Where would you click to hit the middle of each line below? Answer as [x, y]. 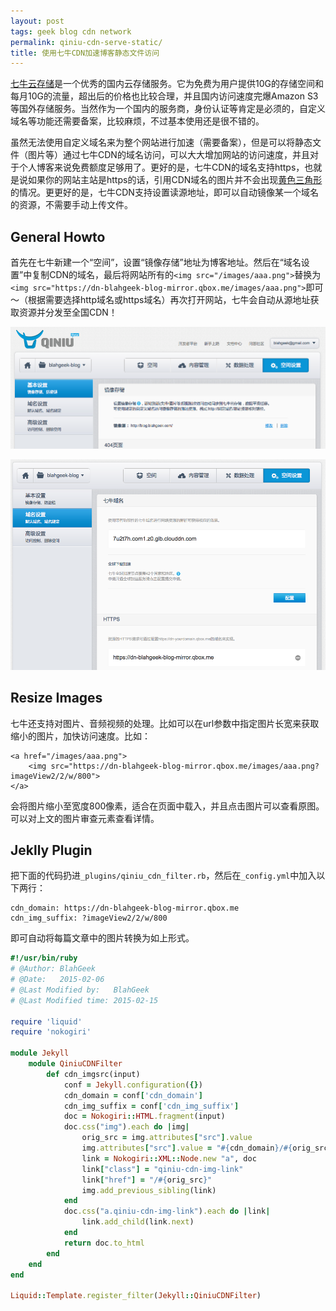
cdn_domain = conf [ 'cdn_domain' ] [133, 1095]
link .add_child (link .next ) [138, 1222]
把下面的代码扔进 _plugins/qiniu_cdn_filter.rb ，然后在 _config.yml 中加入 [163, 876]
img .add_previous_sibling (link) [149, 1190]
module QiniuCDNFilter [75, 1064]
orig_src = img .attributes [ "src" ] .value [167, 1138]
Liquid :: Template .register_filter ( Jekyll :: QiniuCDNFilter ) [136, 1296]
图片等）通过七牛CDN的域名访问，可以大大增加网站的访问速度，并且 [168, 155]
